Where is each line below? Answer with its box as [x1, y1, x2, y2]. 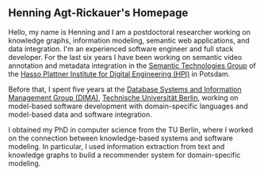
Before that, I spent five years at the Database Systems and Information [8, 84, 242, 94]
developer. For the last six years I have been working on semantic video [8, 52, 243, 62]
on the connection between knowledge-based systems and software [8, 133, 234, 143]
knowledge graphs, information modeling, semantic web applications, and [8, 36, 250, 45]
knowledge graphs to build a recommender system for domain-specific [8, 150, 241, 159]
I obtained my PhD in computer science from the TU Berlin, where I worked [8, 125, 254, 134]
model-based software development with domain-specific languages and [8, 101, 248, 110]
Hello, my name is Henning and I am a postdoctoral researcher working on [8, 27, 251, 36]
